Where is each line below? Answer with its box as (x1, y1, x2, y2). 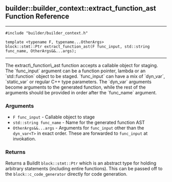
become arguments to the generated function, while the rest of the (5, 84, 146, 90)
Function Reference (5, 12, 70, 21)
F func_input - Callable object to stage (12, 114, 95, 120)
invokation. (12, 136, 36, 142)
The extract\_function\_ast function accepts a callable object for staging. (5, 62, 158, 68)
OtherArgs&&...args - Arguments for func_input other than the (12, 125, 144, 131)
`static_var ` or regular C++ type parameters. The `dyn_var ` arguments (5, 78, 152, 85)
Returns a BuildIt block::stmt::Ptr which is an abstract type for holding (5, 160, 157, 166)
